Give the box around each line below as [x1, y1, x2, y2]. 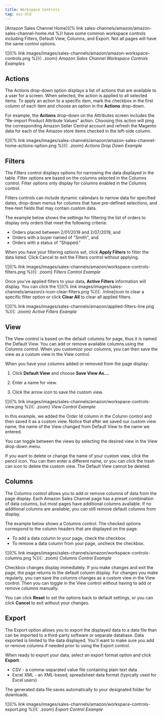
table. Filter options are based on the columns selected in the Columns [5, 175, 147, 181]
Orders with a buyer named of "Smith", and [12, 235, 99, 241]
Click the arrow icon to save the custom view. [12, 389, 104, 395]
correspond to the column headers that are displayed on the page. [5, 526, 138, 532]
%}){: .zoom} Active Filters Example [5, 308, 77, 315]
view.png [5, 404, 23, 410]
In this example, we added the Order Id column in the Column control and [5, 413, 152, 419]
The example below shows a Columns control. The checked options [5, 520, 141, 526]
